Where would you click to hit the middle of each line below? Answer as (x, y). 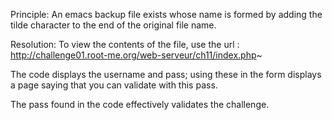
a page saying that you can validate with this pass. (114, 85)
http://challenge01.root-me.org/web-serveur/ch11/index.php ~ (136, 55)
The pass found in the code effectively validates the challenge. (140, 104)
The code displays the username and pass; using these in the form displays (166, 74)
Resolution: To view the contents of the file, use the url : (125, 44)
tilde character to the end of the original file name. (113, 25)
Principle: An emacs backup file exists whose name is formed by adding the (166, 14)
